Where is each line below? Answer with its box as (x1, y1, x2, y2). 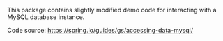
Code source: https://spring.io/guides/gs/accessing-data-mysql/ (7, 27, 194, 34)
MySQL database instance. (7, 13, 85, 21)
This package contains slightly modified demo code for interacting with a (7, 6, 217, 14)
